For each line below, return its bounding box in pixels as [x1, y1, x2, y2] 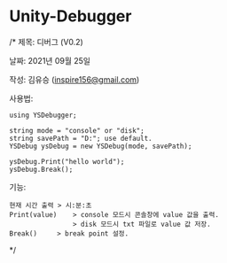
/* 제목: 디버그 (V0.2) [9, 36, 84, 47]
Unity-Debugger [9, 6, 132, 27]
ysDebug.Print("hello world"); [9, 157, 125, 166]
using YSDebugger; [9, 111, 77, 120]
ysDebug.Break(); [9, 165, 74, 174]
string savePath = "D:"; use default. [9, 134, 153, 143]
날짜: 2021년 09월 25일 [9, 55, 91, 66]
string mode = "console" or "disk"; [9, 126, 145, 135]
